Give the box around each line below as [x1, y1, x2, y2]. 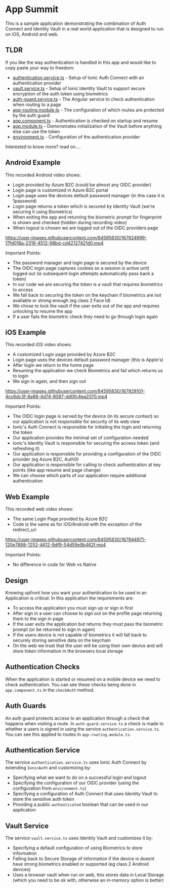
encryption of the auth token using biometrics [12, 90, 108, 97]
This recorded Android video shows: [5, 171, 81, 178]
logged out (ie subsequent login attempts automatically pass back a [12, 270, 154, 276]
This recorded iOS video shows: [5, 341, 72, 348]
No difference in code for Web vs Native [12, 561, 97, 567]
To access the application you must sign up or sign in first [12, 605, 133, 611]
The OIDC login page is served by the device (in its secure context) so [12, 413, 159, 419]
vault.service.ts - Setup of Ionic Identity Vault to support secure [12, 85, 145, 91]
